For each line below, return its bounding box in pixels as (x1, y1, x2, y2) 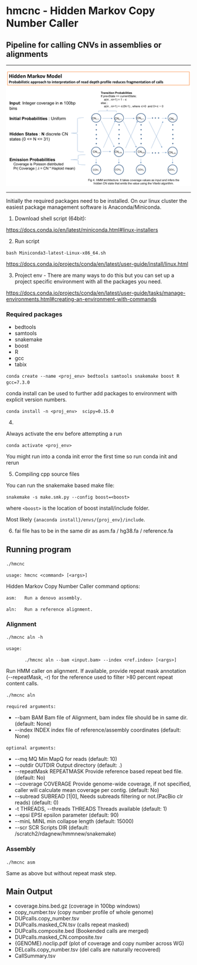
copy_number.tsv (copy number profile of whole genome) (14, 908, 154, 916)
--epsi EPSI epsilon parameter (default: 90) (14, 811, 119, 819)
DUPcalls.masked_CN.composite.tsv (14, 933, 103, 940)
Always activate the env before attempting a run (6, 430, 122, 438)
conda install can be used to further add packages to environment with (6, 390, 178, 397)
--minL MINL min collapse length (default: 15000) (14, 818, 134, 825)
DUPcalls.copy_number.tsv (14, 915, 80, 922)
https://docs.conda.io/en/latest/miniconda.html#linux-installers (6, 226, 158, 233)
